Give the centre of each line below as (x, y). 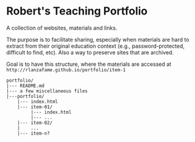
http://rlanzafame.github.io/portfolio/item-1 (66, 70)
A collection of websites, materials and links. (62, 28)
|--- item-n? (34, 133)
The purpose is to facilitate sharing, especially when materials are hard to (98, 39)
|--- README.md (25, 86)
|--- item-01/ (35, 107)
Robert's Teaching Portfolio (77, 11)
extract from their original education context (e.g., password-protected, (95, 46)
